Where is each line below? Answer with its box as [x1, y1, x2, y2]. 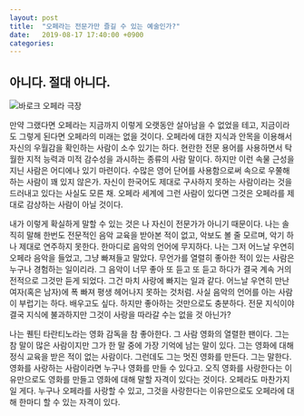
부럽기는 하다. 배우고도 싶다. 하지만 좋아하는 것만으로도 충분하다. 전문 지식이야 [18, 298, 295, 309]
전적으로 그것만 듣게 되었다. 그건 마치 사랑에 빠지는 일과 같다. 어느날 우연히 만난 [9, 275, 290, 286]
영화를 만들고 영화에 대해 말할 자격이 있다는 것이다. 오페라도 [48, 374, 259, 385]
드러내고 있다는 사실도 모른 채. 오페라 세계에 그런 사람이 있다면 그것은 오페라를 [9, 188, 286, 199]
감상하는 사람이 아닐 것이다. [25, 199, 124, 210]
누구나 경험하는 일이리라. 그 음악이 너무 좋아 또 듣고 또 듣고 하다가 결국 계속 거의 [9, 264, 292, 275]
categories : [9, 38, 54, 48]
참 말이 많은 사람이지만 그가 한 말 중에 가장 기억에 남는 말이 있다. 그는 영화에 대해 [9, 340, 295, 351]
